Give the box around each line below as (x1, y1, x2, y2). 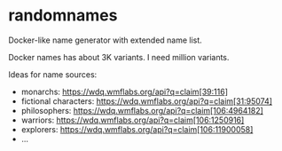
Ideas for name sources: (8, 68, 98, 80)
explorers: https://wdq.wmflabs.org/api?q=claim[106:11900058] (20, 123, 254, 134)
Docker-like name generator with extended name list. (8, 35, 203, 45)
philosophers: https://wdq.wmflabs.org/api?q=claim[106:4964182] (20, 105, 263, 115)
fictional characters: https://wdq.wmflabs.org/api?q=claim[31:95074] (20, 95, 272, 107)
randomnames (8, 5, 118, 26)
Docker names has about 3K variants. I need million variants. (8, 52, 230, 62)
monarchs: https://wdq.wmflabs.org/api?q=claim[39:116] (20, 86, 228, 97)
